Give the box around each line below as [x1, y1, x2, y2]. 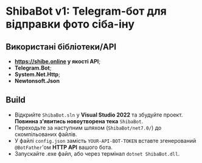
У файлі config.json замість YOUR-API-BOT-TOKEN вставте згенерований [14, 137, 197, 144]
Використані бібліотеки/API [5, 42, 117, 52]
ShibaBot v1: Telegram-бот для [5, 4, 167, 18]
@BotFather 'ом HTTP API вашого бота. [14, 143, 113, 151]
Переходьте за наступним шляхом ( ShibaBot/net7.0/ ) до [14, 124, 162, 131]
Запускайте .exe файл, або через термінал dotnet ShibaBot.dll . [14, 150, 180, 157]
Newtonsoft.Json [14, 78, 60, 84]
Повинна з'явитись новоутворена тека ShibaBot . [14, 117, 144, 125]
